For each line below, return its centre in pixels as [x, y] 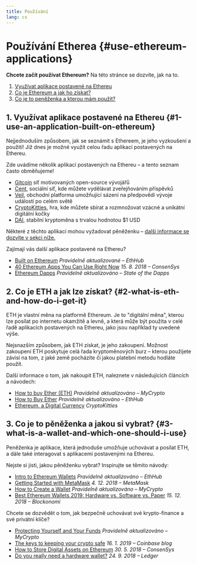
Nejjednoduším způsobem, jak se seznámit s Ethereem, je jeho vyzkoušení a [98, 141]
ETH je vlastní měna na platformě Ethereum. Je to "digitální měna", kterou [95, 315]
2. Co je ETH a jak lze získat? [59, 291]
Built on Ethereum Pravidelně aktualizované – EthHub [79, 260]
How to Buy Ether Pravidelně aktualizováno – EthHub [79, 399]
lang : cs [17, 17]
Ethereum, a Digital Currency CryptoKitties [66, 406]
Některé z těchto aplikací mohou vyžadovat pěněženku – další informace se [98, 232]
